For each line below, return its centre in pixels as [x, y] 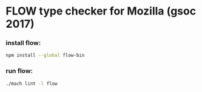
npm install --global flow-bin [45, 56]
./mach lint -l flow [32, 84]
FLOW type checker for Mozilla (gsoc [101, 11]
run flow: [19, 71]
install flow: [23, 43]
